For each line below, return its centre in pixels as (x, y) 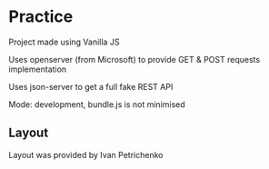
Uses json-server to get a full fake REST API (91, 86)
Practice (41, 17)
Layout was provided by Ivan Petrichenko (86, 154)
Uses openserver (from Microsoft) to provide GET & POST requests (134, 59)
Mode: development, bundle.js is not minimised (97, 104)
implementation (38, 69)
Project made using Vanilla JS (64, 42)
